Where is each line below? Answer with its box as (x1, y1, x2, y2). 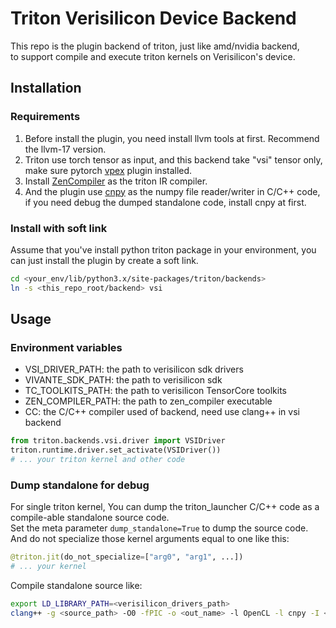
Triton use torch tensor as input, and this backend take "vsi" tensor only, (24, 153, 323, 166)
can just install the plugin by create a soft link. (10, 254, 199, 266)
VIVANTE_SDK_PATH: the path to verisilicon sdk (24, 374, 223, 386)
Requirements (10, 110, 81, 124)
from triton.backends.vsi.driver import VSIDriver (10, 436, 226, 446)
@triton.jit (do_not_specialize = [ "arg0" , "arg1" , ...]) (10, 552, 244, 562)
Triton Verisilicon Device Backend (10, 7, 297, 30)
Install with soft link (10, 221, 108, 235)
